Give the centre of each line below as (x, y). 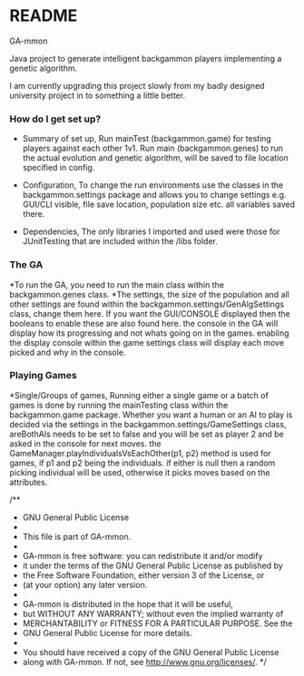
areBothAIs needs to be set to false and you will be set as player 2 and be (147, 434)
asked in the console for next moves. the (85, 443)
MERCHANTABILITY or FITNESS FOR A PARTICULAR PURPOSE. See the (157, 623)
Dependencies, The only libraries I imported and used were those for (151, 231)
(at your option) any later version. (85, 584)
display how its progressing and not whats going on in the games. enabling (149, 333)
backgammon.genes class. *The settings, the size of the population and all (150, 294)
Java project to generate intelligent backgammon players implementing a (146, 58)
